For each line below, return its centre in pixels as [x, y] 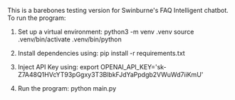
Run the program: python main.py [67, 88]
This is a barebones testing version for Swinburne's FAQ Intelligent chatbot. [118, 10]
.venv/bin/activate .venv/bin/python [70, 39]
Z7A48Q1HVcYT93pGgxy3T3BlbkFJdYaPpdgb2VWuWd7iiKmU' [110, 75]
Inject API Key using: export [58, 67]
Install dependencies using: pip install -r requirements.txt [101, 53]
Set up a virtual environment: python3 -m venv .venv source [106, 32]
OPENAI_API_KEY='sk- [134, 67]
